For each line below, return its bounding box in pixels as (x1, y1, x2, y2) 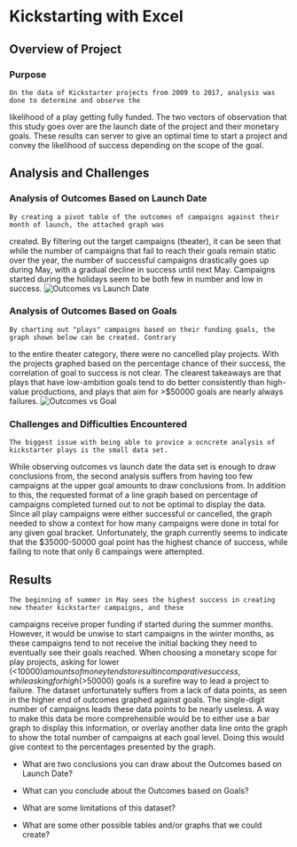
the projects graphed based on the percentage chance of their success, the (9, 358, 286, 368)
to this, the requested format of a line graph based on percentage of (9, 490, 259, 501)
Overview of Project (9, 42, 122, 57)
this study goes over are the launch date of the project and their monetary (9, 121, 279, 131)
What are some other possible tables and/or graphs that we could (21, 819, 262, 830)
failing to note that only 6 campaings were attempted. (9, 546, 205, 557)
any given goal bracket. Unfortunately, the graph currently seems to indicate (9, 527, 288, 538)
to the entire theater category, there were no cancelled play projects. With (9, 348, 279, 359)
